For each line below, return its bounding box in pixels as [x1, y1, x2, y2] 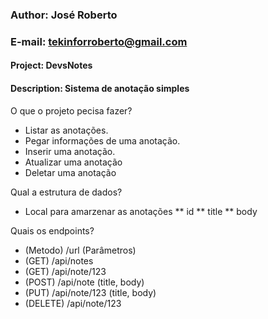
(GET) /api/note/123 [24, 265, 107, 277]
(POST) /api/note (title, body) [24, 276, 145, 288]
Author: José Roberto [10, 8, 118, 22]
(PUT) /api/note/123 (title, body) [24, 286, 157, 298]
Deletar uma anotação [24, 166, 117, 178]
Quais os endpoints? [10, 224, 95, 237]
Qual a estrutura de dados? [10, 186, 123, 198]
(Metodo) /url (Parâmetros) [24, 244, 137, 256]
